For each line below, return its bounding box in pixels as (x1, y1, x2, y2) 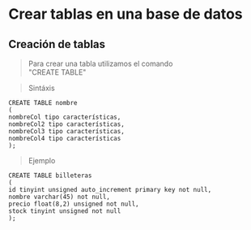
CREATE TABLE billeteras (8, 171, 92, 180)
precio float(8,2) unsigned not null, (8, 200, 139, 208)
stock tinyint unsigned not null (8, 207, 121, 215)
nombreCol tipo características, (8, 113, 121, 121)
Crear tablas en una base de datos (8, 5, 243, 24)
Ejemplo (28, 156, 56, 165)
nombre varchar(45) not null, (8, 193, 111, 201)
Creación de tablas (8, 37, 106, 51)
